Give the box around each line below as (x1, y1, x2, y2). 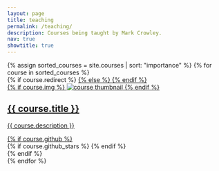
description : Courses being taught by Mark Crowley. (7, 29, 162, 37)
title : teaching (7, 17, 54, 23)
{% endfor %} (7, 157, 47, 165)
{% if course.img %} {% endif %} (7, 83, 160, 91)
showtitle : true (7, 42, 54, 49)
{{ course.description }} (7, 121, 75, 130)
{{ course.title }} (7, 103, 79, 114)
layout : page (7, 10, 45, 17)
